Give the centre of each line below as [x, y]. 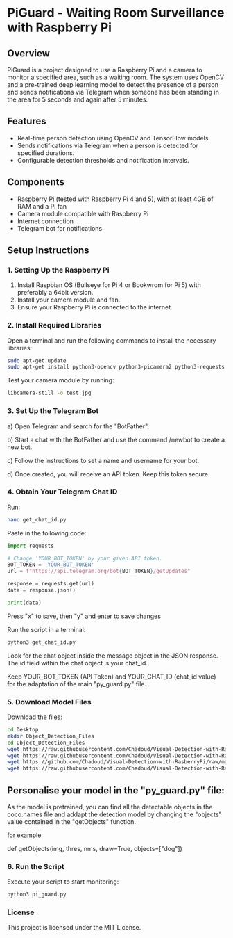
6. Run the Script [36, 866]
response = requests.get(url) [51, 584]
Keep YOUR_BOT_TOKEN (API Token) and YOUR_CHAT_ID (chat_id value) [112, 677]
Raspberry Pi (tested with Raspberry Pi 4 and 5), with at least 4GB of [115, 199]
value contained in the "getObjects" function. [72, 821]
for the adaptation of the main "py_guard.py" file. [77, 684]
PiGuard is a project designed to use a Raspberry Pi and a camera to [105, 70]
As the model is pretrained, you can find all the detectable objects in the [110, 807]
